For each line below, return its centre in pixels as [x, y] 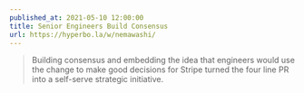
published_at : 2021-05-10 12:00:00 [77, 18]
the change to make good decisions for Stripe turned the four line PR [160, 70]
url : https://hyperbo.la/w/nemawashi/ [83, 34]
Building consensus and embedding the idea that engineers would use [163, 60]
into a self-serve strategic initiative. [98, 79]
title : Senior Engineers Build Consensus [89, 26]
